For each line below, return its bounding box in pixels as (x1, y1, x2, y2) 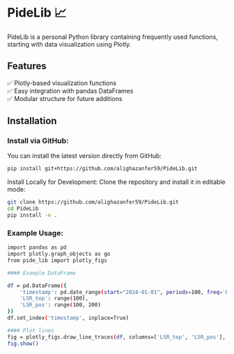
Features (7, 60, 47, 72)
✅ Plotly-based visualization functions (7, 79, 117, 87)
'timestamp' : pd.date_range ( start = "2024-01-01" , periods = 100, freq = (19, 288, 223, 295)
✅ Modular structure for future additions (7, 94, 123, 102)
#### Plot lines (7, 327, 54, 334)
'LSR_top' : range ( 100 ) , (19, 295, 89, 302)
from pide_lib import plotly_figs (7, 256, 108, 264)
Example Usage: (7, 228, 64, 238)
